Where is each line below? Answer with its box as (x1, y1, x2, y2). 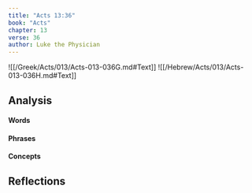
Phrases (8, 133, 36, 143)
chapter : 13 (8, 26, 47, 34)
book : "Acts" (8, 19, 51, 27)
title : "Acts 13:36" (8, 11, 76, 20)
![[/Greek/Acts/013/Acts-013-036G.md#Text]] (8, 62, 157, 72)
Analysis (8, 94, 53, 107)
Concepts (8, 151, 41, 161)
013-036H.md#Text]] (8, 71, 77, 80)
